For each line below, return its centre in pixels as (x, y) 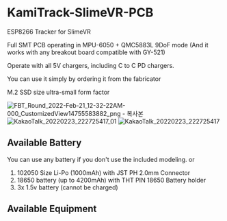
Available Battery (44, 143)
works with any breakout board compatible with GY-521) (86, 52)
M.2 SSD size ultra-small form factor (58, 92)
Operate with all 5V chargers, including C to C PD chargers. (91, 65)
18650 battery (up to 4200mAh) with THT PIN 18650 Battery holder (111, 180)
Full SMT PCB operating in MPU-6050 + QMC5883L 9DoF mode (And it (108, 45)
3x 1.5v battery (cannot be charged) (67, 187)
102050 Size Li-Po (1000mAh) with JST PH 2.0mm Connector (104, 172)
